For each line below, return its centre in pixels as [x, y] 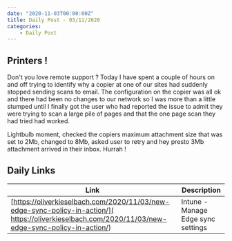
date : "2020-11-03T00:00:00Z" [51, 13]
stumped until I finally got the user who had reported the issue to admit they [115, 107]
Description [201, 190]
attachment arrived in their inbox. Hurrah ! [67, 149]
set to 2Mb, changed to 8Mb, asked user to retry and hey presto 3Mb [106, 142]
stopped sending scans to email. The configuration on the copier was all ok [114, 92]
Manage [195, 210]
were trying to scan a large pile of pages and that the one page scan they [112, 114]
